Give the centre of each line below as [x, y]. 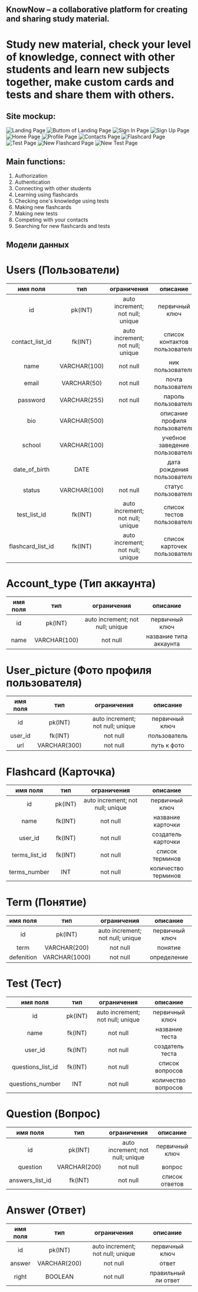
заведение [174, 445]
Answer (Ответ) [46, 1210]
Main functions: [36, 162]
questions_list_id [34, 1067]
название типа [167, 636]
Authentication [32, 182]
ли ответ [167, 1280]
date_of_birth [32, 469]
